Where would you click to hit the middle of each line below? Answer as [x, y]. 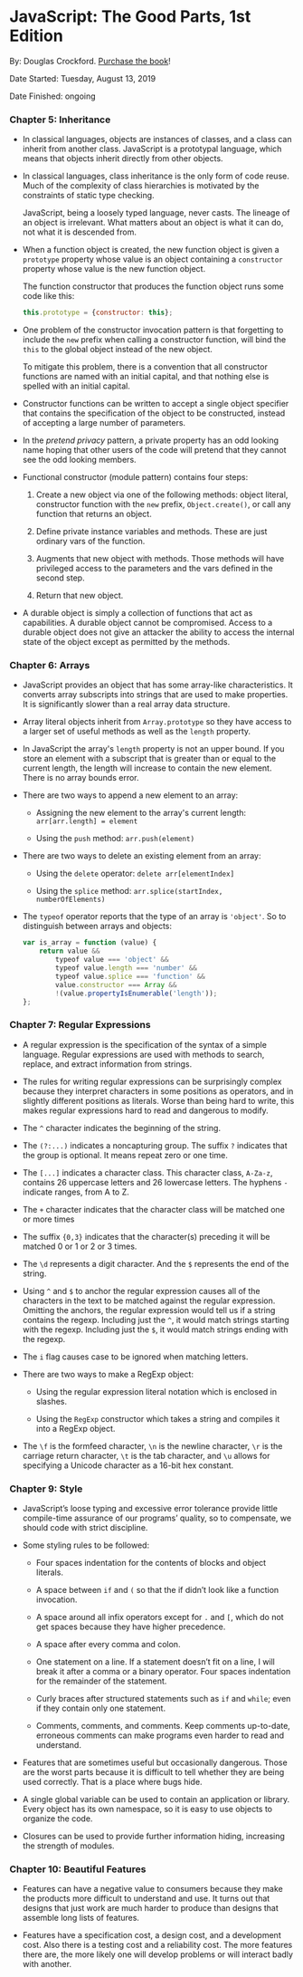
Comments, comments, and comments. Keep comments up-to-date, [163, 1726]
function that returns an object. [94, 514]
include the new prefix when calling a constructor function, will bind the [154, 340]
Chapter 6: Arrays [50, 666]
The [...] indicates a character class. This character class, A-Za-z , [147, 1172]
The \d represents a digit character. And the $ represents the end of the [156, 1263]
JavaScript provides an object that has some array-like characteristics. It [158, 685]
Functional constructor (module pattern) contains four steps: [135, 477]
